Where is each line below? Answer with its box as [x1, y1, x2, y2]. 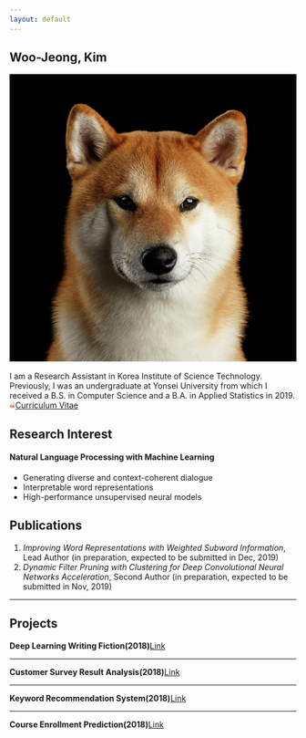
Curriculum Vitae [15, 400, 79, 411]
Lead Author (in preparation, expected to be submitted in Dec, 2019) [22, 552, 280, 563]
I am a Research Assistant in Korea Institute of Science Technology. [9, 370, 262, 382]
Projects [9, 616, 58, 631]
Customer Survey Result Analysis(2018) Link [9, 666, 180, 677]
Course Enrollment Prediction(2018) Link [9, 719, 164, 730]
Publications [9, 518, 83, 534]
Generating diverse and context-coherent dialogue [22, 473, 213, 483]
